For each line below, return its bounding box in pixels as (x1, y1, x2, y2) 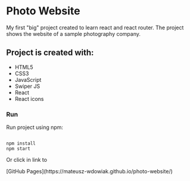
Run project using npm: (6, 124, 64, 131)
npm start (6, 146, 31, 152)
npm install (6, 140, 36, 147)
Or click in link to (6, 157, 48, 164)
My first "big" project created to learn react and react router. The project (6, 24, 184, 31)
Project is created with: (6, 48, 94, 58)
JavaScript (14, 76, 42, 83)
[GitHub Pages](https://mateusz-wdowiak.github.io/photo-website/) (6, 168, 173, 175)
